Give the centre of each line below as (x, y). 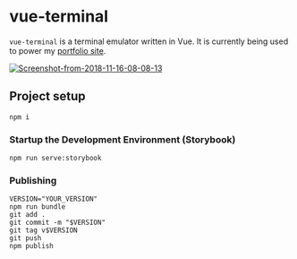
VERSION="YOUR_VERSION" (54, 199)
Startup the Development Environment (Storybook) (123, 139)
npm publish (31, 246)
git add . (28, 215)
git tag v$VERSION (43, 230)
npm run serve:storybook (55, 159)
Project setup (48, 96)
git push (25, 238)
